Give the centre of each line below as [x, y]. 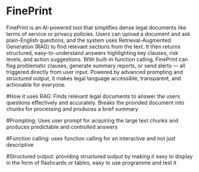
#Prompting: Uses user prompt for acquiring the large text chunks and [92, 120]
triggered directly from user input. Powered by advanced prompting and [94, 72]
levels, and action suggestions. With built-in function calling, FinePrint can [97, 59]
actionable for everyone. [36, 84]
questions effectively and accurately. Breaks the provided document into [95, 102]
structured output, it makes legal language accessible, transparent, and [94, 78]
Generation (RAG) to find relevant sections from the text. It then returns [93, 47]
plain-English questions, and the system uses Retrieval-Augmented [88, 40]
